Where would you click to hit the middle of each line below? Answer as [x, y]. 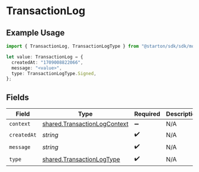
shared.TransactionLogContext [85, 124]
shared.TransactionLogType [81, 159]
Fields [18, 97]
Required [147, 114]
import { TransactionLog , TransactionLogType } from [73, 46]
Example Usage [36, 33]
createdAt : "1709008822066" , [47, 62]
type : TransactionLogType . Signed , [54, 73]
